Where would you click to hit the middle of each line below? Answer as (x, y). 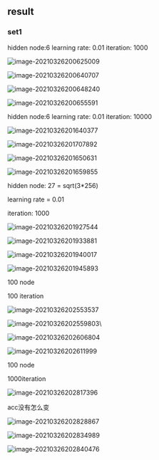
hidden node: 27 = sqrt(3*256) (53, 185)
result (21, 12)
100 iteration (26, 296)
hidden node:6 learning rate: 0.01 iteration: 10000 (79, 116)
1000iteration (27, 378)
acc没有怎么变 (29, 407)
